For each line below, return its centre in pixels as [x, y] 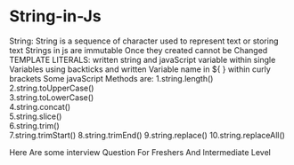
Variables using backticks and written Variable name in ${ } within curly [140, 69]
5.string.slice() [36, 116]
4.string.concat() [40, 106]
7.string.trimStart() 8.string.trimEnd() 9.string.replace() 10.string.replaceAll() [147, 135]
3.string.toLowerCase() [52, 97]
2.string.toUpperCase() [52, 88]
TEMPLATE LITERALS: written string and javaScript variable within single [143, 59]
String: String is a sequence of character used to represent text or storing [144, 41]
